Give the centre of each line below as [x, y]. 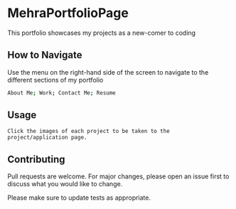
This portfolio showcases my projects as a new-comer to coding [102, 33]
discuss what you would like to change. [65, 184]
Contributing [36, 159]
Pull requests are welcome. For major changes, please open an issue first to [118, 176]
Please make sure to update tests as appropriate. [79, 198]
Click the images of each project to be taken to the [89, 132]
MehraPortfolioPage [68, 13]
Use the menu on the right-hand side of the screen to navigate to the [108, 72]
